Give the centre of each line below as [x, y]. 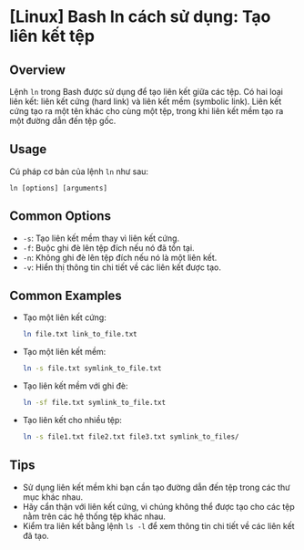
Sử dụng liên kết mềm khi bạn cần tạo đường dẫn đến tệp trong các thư [156, 487]
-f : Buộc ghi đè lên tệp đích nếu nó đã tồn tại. [108, 247]
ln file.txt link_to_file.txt [80, 335]
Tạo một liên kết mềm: [64, 352]
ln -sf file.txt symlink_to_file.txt [94, 403]
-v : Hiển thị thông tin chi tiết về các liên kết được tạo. [122, 267]
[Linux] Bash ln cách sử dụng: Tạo [140, 17]
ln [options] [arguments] [58, 188]
